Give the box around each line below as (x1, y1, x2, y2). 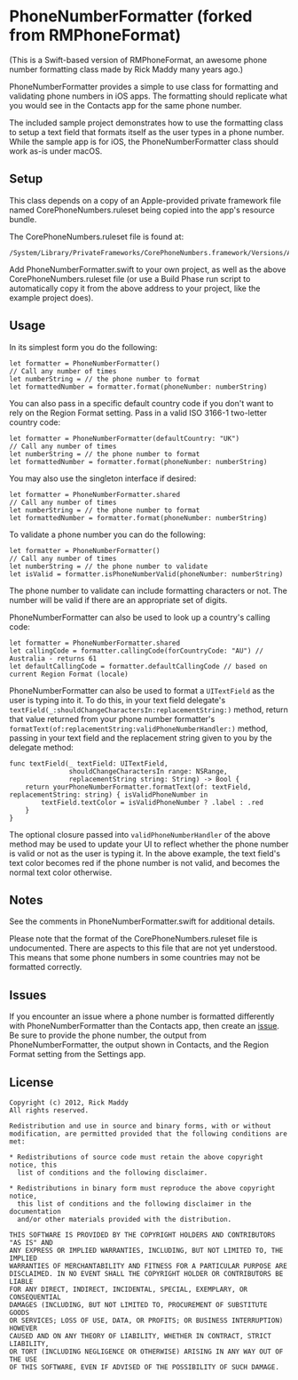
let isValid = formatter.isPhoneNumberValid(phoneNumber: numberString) (9, 569, 284, 579)
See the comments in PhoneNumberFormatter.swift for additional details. (9, 916, 276, 927)
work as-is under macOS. (9, 145, 103, 156)
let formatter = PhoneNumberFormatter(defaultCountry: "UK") (9, 434, 240, 443)
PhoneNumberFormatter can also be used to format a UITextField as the (9, 685, 275, 695)
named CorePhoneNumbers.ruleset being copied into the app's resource (9, 205, 275, 215)
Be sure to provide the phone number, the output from (9, 1030, 207, 1041)
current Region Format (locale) (9, 670, 129, 678)
